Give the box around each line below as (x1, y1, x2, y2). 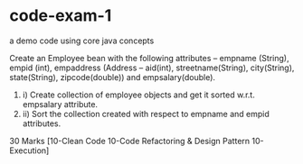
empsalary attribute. (22, 98, 98, 109)
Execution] (9, 145, 50, 156)
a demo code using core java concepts (9, 35, 155, 46)
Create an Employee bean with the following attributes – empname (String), (9, 52, 289, 63)
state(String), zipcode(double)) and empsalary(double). (9, 71, 215, 82)
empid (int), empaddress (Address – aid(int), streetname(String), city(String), (9, 62, 295, 73)
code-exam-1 (9, 5, 112, 26)
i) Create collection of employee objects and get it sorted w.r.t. (22, 89, 255, 100)
